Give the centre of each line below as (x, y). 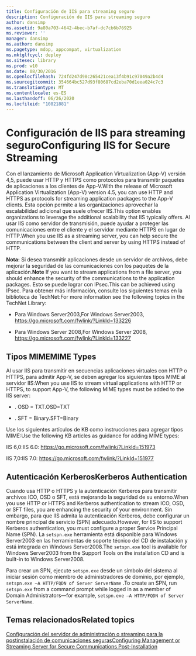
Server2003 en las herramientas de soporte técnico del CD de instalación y (97, 541)
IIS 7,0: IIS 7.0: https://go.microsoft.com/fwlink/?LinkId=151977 (80, 458)
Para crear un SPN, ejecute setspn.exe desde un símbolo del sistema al (92, 571)
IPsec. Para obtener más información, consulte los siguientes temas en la (94, 291)
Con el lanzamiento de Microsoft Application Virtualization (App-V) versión (96, 174)
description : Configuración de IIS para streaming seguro (78, 17)
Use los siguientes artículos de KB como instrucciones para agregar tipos (94, 430)
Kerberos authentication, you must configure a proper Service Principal (92, 528)
